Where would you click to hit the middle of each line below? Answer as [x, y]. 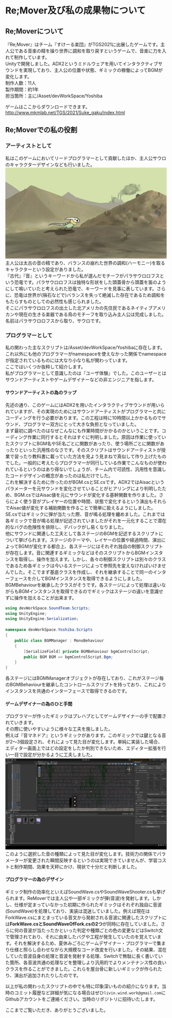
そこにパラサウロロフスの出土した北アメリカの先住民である [68, 308]
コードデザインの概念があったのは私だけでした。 [61, 476]
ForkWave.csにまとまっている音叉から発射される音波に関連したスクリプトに [86, 918]
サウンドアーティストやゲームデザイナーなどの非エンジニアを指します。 [81, 380]
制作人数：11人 [21, 83]
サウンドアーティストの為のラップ [41, 393]
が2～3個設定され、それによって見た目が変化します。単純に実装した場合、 [84, 742]
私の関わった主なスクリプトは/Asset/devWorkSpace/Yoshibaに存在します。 [85, 348]
